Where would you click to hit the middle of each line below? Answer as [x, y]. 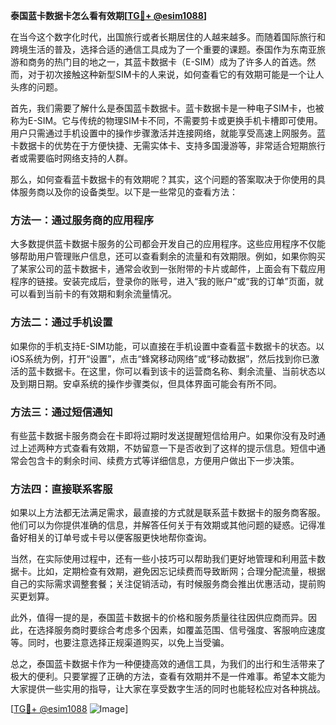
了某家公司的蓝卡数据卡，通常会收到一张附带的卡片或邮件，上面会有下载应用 [168, 269]
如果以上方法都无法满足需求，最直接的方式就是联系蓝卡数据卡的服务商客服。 [168, 513]
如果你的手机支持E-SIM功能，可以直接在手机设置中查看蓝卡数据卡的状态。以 [167, 346]
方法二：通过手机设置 [61, 322]
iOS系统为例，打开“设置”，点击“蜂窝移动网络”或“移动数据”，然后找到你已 [161, 358]
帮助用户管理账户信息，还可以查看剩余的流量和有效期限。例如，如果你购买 [172, 256]
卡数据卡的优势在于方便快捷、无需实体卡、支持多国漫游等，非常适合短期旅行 [168, 145]
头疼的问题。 [36, 87]
